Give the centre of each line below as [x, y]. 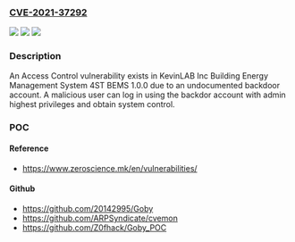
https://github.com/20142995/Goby [88, 208]
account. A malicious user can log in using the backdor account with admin [147, 95]
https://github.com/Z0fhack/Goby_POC [94, 227]
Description [35, 56]
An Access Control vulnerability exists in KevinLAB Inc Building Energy [139, 75]
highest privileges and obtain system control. [93, 104]
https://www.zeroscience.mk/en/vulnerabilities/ [110, 168]
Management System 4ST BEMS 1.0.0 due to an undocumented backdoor [144, 85]
